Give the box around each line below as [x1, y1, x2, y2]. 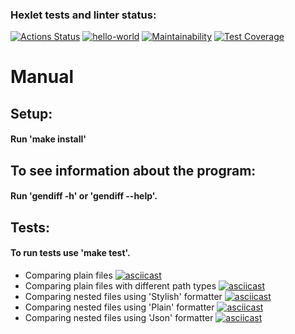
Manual [10, 66, 75, 88]
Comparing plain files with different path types [24, 280, 217, 292]
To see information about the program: [10, 162, 257, 179]
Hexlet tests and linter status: [10, 8, 157, 22]
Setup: [10, 105, 53, 122]
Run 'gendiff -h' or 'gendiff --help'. [10, 190, 158, 202]
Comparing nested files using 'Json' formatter [24, 312, 214, 324]
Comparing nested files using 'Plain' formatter [24, 301, 215, 313]
